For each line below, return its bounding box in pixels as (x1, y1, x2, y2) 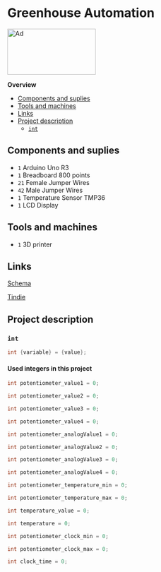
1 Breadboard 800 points (17, 171, 90, 179)
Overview (7, 80, 37, 89)
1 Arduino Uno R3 (17, 163, 69, 172)
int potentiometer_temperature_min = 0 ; (7, 482, 129, 489)
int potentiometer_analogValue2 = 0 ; (7, 443, 119, 451)
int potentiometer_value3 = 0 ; (7, 405, 100, 412)
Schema (7, 279, 32, 287)
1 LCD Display (17, 201, 59, 209)
